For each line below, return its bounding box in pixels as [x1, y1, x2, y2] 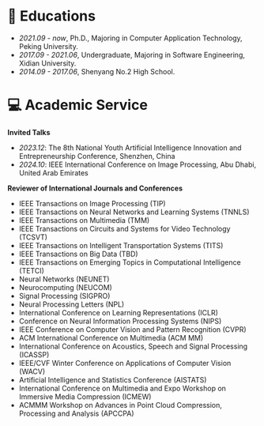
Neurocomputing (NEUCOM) [18, 282, 112, 292]
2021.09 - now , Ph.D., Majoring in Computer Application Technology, [18, 33, 243, 43]
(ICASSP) [18, 349, 50, 359]
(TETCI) [18, 266, 45, 275]
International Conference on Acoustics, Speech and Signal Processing [18, 341, 248, 351]
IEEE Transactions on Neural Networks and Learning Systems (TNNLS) [18, 207, 250, 217]
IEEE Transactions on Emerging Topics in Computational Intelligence [18, 257, 242, 267]
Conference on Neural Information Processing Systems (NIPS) [18, 316, 222, 326]
